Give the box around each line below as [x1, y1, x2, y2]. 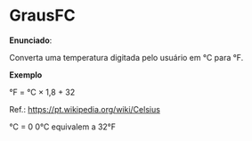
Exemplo [9, 69, 43, 80]
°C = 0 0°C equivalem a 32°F [9, 121, 117, 132]
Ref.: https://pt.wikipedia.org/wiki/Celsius [9, 104, 160, 114]
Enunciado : [9, 35, 53, 46]
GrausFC [9, 5, 76, 26]
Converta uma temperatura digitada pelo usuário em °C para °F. [9, 52, 244, 62]
